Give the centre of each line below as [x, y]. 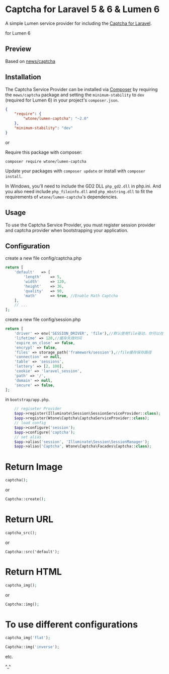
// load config [30, 423]
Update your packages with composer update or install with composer [75, 171]
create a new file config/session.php [43, 320]
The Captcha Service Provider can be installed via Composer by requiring [81, 89]
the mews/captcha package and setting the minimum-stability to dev [75, 95]
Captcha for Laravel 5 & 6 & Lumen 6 [82, 9]
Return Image [34, 467]
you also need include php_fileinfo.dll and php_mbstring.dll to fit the [79, 191]
